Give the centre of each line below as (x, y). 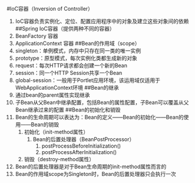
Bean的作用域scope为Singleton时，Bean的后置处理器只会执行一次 (95, 174)
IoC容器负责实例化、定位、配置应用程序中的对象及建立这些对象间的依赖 (102, 21)
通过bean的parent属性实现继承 (52, 95)
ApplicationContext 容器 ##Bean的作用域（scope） (77, 43)
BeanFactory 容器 (37, 36)
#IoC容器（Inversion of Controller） (50, 9)
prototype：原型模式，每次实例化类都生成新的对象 (76, 58)
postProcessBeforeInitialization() (81, 146)
